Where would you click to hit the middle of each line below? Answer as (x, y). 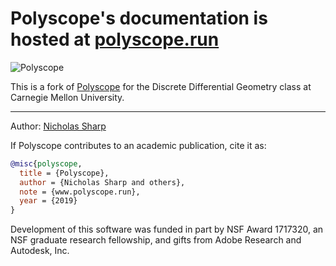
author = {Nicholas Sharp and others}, (102, 182)
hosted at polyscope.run (115, 39)
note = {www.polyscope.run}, (80, 192)
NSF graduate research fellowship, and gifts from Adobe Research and (156, 240)
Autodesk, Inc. (40, 251)
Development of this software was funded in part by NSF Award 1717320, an (167, 229)
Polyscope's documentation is (139, 18)
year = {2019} (48, 201)
